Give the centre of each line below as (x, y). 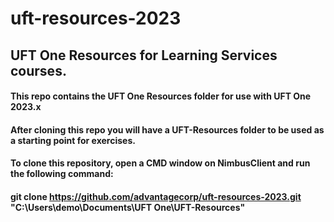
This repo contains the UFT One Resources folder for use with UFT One (161, 96)
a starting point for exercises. (73, 140)
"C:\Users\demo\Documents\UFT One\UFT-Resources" (128, 207)
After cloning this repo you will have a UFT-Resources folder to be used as (167, 129)
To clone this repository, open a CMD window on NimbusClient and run (160, 163)
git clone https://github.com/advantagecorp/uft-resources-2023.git (156, 196)
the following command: (62, 174)
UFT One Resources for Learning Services (144, 55)
